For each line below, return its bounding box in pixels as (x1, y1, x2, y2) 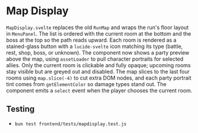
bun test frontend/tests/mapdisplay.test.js (14, 121, 127, 127)
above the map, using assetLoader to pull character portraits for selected (6, 55, 184, 62)
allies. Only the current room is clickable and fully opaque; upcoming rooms (6, 61, 191, 69)
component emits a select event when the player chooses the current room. (6, 87, 193, 94)
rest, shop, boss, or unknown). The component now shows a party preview (6, 49, 190, 56)
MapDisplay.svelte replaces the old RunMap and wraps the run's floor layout (6, 24, 189, 31)
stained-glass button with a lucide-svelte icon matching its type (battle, (6, 43, 183, 50)
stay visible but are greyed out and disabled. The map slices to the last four (6, 68, 190, 75)
